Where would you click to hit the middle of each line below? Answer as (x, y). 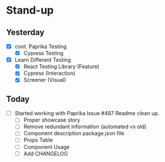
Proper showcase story (52, 120)
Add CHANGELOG (46, 153)
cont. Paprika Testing (41, 46)
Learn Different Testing (43, 60)
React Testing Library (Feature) (61, 66)
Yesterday (25, 32)
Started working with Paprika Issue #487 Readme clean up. (87, 113)
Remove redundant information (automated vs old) (85, 127)
